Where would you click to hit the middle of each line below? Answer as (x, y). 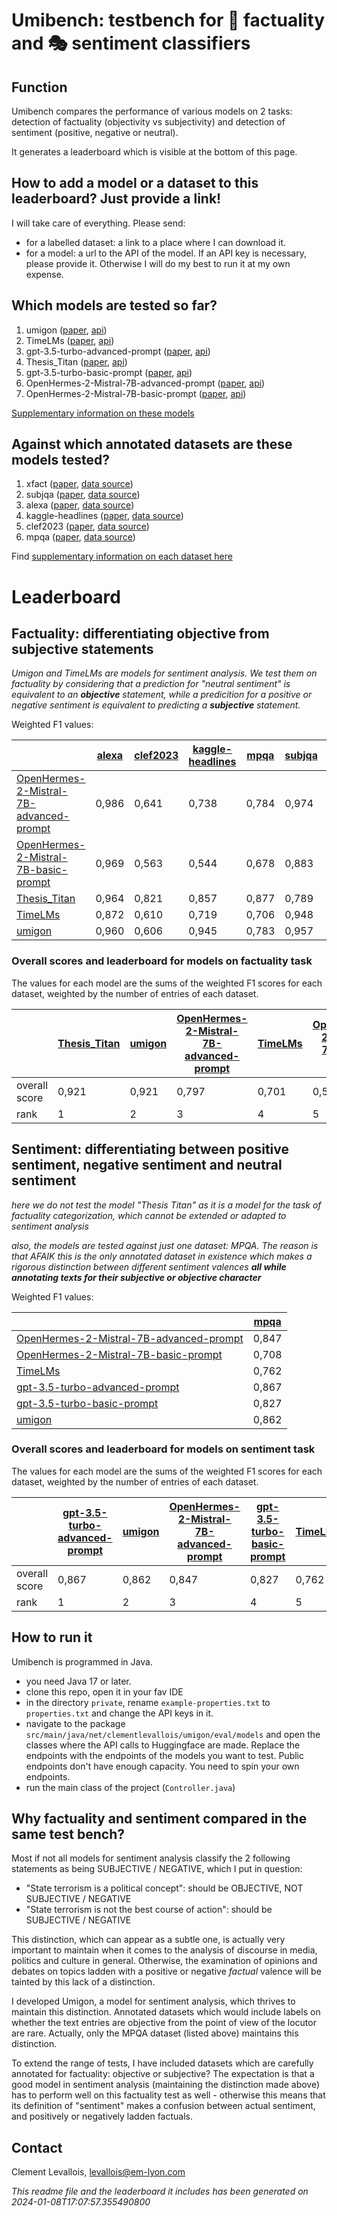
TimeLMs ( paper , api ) (70, 340)
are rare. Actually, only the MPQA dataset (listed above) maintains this (155, 2033)
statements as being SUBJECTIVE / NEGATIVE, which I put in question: (157, 1869)
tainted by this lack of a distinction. (83, 1982)
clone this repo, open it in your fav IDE (104, 1691)
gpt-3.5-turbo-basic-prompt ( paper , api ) (109, 372)
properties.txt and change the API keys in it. (119, 1713)
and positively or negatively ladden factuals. (102, 2116)
